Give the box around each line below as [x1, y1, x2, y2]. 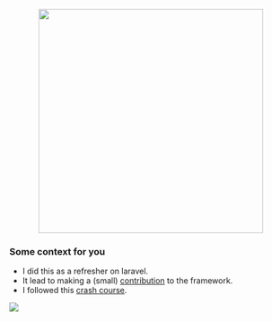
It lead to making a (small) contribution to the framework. [22, 275, 233, 286]
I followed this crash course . [22, 285, 127, 296]
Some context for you [9, 245, 106, 257]
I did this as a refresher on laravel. [22, 265, 149, 277]
